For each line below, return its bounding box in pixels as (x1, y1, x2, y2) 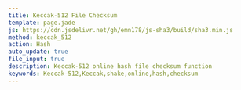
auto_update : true (8, 48, 68, 56)
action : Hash (8, 41, 51, 49)
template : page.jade (8, 19, 76, 27)
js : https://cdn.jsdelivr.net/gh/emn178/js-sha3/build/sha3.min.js (8, 26, 234, 34)
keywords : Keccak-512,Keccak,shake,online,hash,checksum (8, 70, 199, 77)
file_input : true (8, 56, 65, 63)
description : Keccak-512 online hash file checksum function (8, 63, 213, 70)
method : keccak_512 (8, 33, 72, 41)
